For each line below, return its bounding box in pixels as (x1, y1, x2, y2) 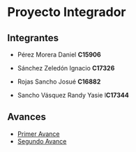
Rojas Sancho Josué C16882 (17, 77, 101, 86)
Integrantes (7, 32, 59, 44)
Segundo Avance (17, 137, 67, 145)
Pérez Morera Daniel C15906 (17, 50, 101, 59)
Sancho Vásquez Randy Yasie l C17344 (17, 91, 129, 99)
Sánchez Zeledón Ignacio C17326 (17, 64, 115, 72)
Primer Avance (17, 130, 60, 138)
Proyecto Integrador (7, 4, 126, 20)
